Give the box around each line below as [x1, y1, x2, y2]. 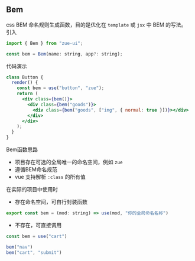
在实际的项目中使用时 [6, 186, 58, 193]
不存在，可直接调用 [14, 221, 62, 229]
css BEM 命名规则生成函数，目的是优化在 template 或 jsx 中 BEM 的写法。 [6, 21, 187, 28]
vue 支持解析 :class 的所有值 [14, 174, 86, 181]
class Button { [6, 74, 44, 80]
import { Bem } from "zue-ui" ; [6, 40, 83, 46]
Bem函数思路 [6, 146, 38, 153]
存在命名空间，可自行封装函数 [14, 198, 87, 205]
